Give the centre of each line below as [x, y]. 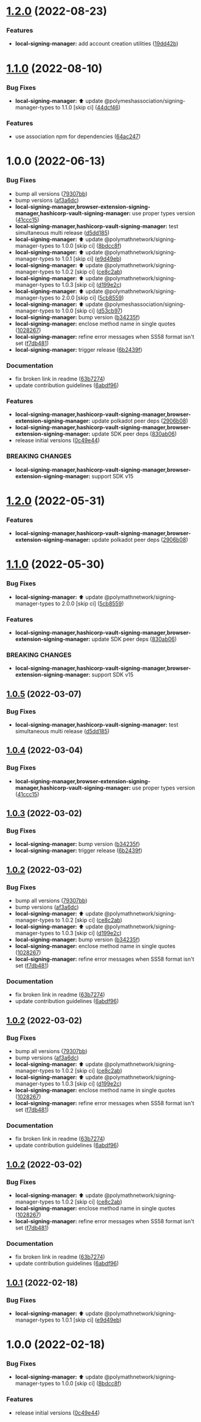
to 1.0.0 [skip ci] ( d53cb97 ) [89, 311]
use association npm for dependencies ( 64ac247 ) [78, 136]
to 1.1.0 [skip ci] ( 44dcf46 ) [88, 107]
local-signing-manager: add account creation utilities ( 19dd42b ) [97, 43]
